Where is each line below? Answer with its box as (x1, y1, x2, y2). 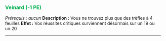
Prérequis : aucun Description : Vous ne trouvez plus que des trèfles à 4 (5, 15, 153, 21)
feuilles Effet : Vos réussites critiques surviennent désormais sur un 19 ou (5, 20, 155, 26)
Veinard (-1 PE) (5, 4, 41, 11)
